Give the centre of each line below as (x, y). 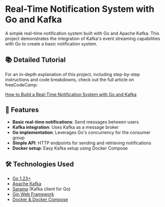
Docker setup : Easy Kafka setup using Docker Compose (70, 148)
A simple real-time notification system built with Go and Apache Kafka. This (82, 33)
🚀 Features (22, 110)
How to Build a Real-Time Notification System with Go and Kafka (71, 94)
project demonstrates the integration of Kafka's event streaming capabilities (83, 39)
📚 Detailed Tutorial (35, 60)
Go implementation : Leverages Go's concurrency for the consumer (81, 132)
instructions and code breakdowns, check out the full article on (70, 80)
